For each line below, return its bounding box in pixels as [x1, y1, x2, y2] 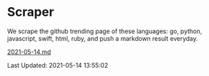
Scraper [7, 4, 54, 20]
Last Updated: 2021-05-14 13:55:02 [7, 61, 109, 69]
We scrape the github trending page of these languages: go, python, [7, 27, 203, 35]
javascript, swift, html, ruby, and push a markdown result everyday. [7, 34, 199, 42]
